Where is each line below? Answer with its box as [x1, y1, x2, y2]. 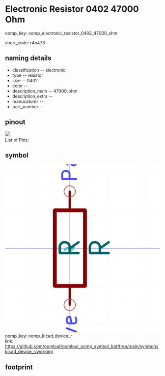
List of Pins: [5, 137, 29, 143]
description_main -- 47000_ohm [12, 88, 78, 94]
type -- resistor [12, 72, 43, 78]
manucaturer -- [12, 98, 44, 104]
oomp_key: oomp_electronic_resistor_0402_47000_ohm [5, 30, 118, 36]
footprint [5, 363, 33, 371]
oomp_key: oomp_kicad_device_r [5, 333, 73, 339]
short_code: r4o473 [5, 39, 45, 45]
